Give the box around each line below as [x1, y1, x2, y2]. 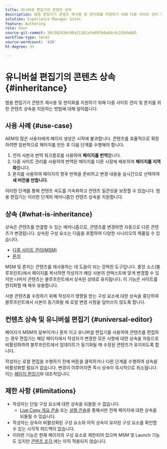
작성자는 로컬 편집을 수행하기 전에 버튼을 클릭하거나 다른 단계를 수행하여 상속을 [5, 359, 158, 364]
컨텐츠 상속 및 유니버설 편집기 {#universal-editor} [5, 315, 153, 323]
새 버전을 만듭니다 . [12, 177, 48, 183]
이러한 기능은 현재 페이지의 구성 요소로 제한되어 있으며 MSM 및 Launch [12, 432, 151, 438]
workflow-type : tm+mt [5, 35, 50, 40]
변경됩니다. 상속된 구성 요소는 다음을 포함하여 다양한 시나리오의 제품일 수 [14, 230, 155, 236]
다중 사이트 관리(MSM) [12, 247, 57, 253]
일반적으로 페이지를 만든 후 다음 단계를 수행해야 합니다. [18, 142, 125, 148]
